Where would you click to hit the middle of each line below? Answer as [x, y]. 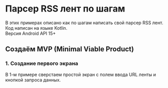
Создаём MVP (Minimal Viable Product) [70, 49]
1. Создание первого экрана [42, 63]
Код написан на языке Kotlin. [36, 28]
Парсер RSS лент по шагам [65, 9]
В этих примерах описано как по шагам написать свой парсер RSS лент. [84, 23]
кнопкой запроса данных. [33, 80]
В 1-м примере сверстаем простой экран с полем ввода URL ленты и [80, 74]
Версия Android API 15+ [31, 33]
